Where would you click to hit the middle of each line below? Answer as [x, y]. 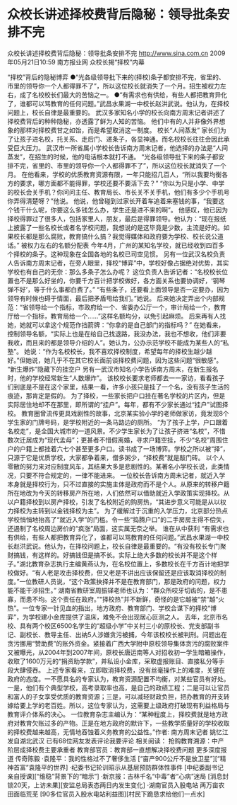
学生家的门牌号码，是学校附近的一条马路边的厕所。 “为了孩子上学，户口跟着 [118, 422]
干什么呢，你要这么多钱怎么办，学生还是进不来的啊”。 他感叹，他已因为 [124, 210]
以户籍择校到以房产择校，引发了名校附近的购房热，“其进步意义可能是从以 [114, 502]
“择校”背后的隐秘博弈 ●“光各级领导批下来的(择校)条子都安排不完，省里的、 [116, 77]
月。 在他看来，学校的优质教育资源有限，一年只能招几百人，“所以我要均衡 [115, 174]
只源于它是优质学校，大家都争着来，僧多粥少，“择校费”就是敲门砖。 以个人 [116, 457]
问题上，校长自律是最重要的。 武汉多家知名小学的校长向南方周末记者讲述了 [116, 112]
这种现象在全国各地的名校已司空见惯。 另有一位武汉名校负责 [138, 254]
